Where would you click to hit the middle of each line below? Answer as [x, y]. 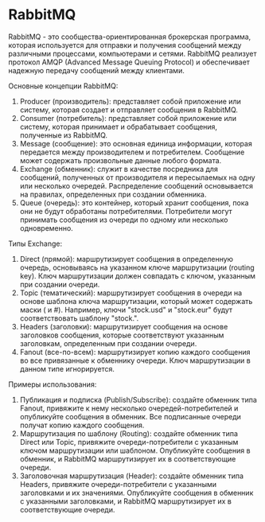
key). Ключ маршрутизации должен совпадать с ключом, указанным [138, 275]
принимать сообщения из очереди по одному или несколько [124, 220]
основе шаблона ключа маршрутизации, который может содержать [136, 301]
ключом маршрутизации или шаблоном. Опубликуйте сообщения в [135, 450]
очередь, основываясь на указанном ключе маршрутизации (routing [137, 267]
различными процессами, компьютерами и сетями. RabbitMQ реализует [132, 53]
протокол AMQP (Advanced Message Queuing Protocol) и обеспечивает [129, 62]
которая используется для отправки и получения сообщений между [125, 45]
